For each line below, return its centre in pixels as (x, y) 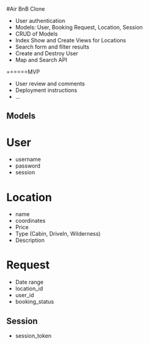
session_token (33, 336)
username (28, 160)
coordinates (30, 221)
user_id (25, 295)
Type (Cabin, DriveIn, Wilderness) (58, 234)
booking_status (34, 302)
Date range (29, 282)
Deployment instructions (46, 90)
